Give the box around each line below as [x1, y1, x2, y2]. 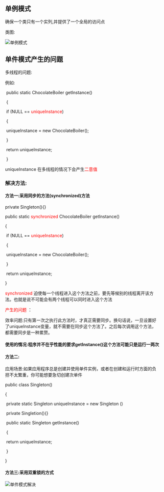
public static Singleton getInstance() [6, 419, 79, 426]
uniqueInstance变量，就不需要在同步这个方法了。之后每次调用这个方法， [9, 323, 157, 329]
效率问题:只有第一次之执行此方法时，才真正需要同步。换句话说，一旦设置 [5, 317, 153, 323]
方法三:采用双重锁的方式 [5, 469, 54, 475]
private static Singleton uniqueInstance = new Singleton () [6, 401, 123, 407]
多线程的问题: [5, 69, 33, 75]
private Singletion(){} [6, 410, 49, 416]
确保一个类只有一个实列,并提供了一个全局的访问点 [5, 19, 105, 25]
